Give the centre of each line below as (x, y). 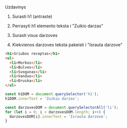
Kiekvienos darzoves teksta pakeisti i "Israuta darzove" (67, 45)
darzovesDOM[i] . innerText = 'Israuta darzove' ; (59, 116)
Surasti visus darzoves (35, 35)
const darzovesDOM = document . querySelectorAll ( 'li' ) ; (62, 107)
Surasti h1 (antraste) (32, 16)
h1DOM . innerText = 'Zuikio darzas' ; (42, 99)
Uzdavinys (16, 7)
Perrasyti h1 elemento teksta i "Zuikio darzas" (58, 26)
